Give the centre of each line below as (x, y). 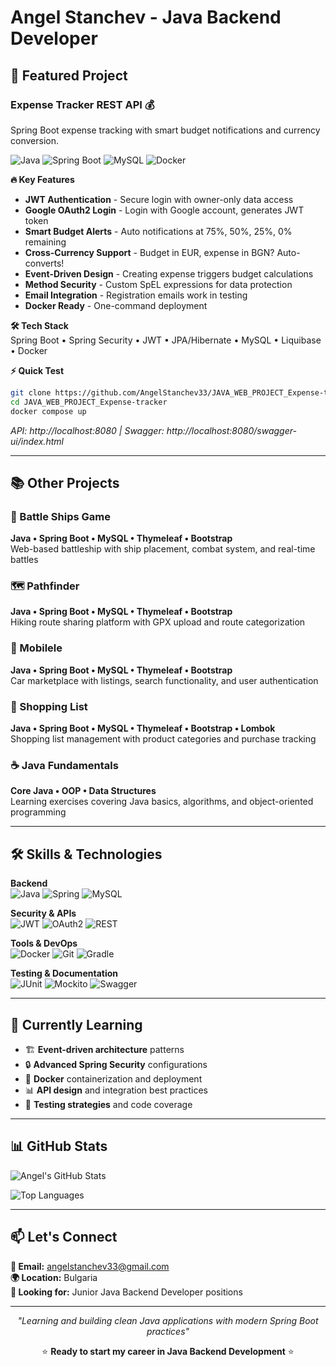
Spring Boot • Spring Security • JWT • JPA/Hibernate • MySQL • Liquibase (166, 340)
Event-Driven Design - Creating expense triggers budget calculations (169, 273)
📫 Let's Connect (64, 1237)
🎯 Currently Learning (76, 1024)
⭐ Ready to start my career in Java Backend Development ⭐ (168, 1351)
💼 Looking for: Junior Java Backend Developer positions (126, 1292)
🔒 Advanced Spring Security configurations (116, 1064)
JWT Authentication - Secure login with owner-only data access (159, 199)
